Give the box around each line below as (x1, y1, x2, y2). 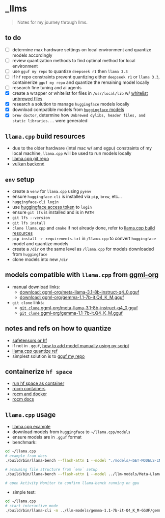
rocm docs (12, 396, 34, 402)
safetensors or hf (12, 337, 48, 343)
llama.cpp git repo (12, 156, 49, 162)
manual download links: (12, 284, 60, 290)
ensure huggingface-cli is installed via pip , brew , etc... (12, 193, 122, 199)
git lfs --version (12, 215, 50, 220)
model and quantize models (12, 240, 69, 247)
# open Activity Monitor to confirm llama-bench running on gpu (5, 481, 139, 485)
